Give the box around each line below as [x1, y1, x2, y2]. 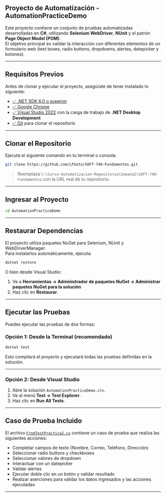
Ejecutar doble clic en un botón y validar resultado [12, 471, 115, 477]
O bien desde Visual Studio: [5, 269, 62, 275]
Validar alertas [12, 465, 42, 472]
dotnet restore [5, 260, 37, 265]
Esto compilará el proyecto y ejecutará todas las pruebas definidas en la [5, 353, 152, 359]
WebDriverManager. [5, 245, 46, 251]
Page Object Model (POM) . [5, 35, 61, 41]
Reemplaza [17, 171, 41, 177]
